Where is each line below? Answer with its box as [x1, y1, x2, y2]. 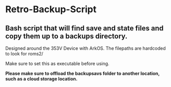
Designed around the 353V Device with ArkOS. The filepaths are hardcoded [5, 45, 166, 51]
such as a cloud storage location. [5, 76, 78, 82]
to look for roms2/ [5, 51, 44, 56]
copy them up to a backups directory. [5, 32, 128, 40]
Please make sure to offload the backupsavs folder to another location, [5, 70, 160, 76]
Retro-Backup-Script [5, 4, 97, 15]
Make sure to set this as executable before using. [5, 61, 109, 67]
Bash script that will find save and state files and [5, 24, 164, 33]
